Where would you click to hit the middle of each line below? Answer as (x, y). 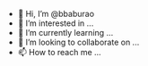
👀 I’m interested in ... (56, 23)
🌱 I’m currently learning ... (65, 33)
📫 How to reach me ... (59, 52)
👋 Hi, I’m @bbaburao (56, 14)
